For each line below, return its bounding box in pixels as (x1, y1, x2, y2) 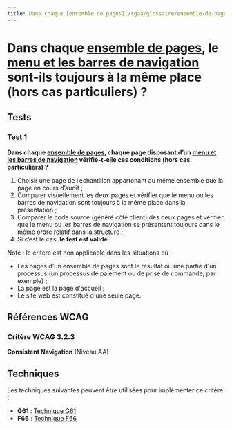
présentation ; (17, 206, 57, 214)
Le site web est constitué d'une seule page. (17, 291, 142, 300)
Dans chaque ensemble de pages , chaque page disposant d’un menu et (7, 148, 217, 156)
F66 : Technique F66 (17, 414, 77, 422)
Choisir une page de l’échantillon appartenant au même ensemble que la (17, 176, 224, 184)
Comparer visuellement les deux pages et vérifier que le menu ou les (17, 191, 214, 199)
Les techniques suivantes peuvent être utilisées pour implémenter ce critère (7, 386, 224, 394)
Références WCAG (7, 311, 89, 322)
